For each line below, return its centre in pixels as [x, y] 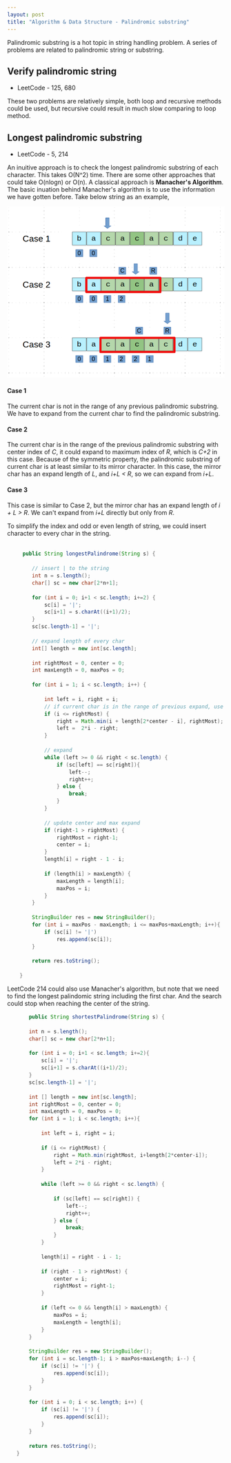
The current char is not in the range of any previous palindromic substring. [113, 406]
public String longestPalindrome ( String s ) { [89, 554]
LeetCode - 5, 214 [43, 154]
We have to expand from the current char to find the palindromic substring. [114, 414]
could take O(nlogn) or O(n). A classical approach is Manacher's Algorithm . [115, 182]
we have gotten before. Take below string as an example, [88, 197]
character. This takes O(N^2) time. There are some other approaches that [111, 175]
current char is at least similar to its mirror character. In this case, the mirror [114, 467]
